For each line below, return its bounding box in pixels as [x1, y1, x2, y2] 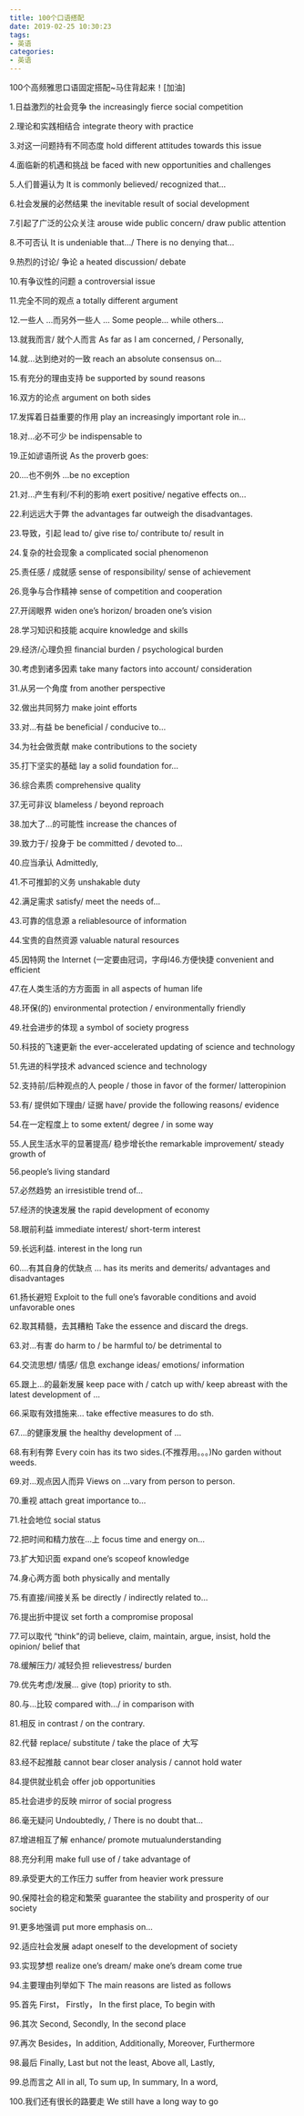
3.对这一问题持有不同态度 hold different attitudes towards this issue [9, 140, 262, 150]
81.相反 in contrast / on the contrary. [9, 1718, 146, 1728]
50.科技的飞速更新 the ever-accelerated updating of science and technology [9, 1042, 296, 1052]
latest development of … [9, 1389, 101, 1400]
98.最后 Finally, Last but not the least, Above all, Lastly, [9, 2058, 216, 2068]
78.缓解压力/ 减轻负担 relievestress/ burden [9, 1660, 172, 1670]
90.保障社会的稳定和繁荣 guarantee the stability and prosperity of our [9, 1893, 269, 1903]
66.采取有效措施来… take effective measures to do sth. [9, 1408, 214, 1418]
